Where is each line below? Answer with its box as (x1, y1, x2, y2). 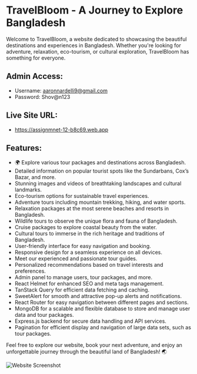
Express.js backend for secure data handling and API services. (14, 317, 166, 325)
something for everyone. (6, 54, 66, 61)
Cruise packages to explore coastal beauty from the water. (14, 224, 157, 231)
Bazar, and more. (14, 174, 56, 181)
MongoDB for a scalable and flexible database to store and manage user (14, 305, 191, 312)
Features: (6, 143, 42, 153)
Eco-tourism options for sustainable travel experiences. (14, 193, 149, 200)
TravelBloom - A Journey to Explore (6, 4, 183, 17)
